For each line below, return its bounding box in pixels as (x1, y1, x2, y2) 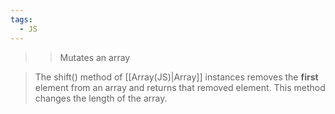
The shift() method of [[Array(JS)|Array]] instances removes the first (34, 71, 319, 83)
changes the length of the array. (34, 92, 168, 104)
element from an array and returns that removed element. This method (34, 81, 326, 93)
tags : (10, 14, 33, 25)
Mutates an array (59, 51, 131, 63)
